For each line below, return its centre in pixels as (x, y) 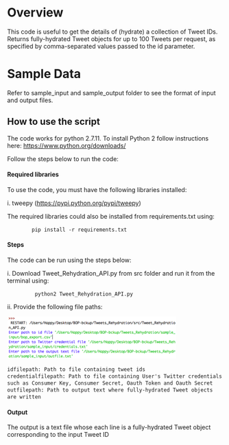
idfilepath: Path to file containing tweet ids (76, 370)
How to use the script (54, 122)
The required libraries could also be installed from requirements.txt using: (111, 216)
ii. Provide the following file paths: (55, 307)
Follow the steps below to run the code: (63, 158)
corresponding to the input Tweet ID (58, 435)
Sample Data (44, 74)
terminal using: (28, 281)
